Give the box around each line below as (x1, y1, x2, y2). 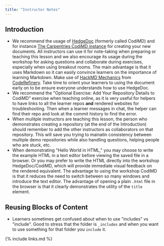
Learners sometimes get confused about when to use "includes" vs (12, 216, 148, 222)
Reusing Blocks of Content (5, 203, 88, 211)
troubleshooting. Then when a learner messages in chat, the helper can (12, 106, 157, 112)
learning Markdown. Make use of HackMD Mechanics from (12, 74, 131, 81)
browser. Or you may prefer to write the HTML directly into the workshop (12, 157, 159, 164)
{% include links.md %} (5, 236, 53, 242)
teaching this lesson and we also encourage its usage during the (12, 54, 143, 60)
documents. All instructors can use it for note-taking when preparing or (12, 48, 156, 54)
